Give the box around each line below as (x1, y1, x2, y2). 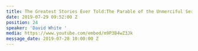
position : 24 (6, 19, 38, 25)
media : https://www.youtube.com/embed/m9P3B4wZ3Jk (6, 30, 133, 36)
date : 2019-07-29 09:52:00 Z (6, 14, 78, 20)
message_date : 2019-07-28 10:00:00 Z (6, 36, 99, 42)
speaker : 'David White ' (6, 25, 67, 31)
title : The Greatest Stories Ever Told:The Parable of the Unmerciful (6, 8, 183, 15)
